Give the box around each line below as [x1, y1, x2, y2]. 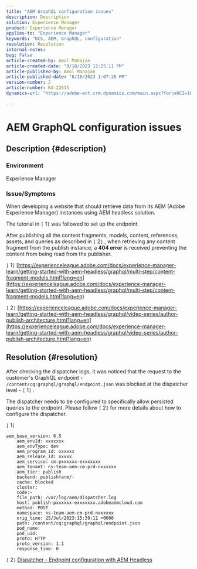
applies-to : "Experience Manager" [6, 30, 91, 36]
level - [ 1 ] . [6, 386, 35, 393]
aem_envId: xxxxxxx [16, 438, 64, 444]
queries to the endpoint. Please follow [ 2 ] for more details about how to [6, 404, 182, 411]
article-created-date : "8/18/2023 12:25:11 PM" [6, 63, 125, 69]
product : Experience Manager [6, 25, 77, 31]
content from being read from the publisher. [6, 250, 112, 257]
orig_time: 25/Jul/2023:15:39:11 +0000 [16, 515, 114, 521]
